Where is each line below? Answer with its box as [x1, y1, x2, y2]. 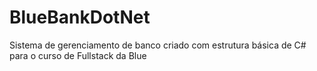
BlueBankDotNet [9, 6, 151, 29]
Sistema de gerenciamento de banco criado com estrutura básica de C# [9, 39, 307, 51]
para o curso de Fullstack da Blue [9, 49, 147, 61]
